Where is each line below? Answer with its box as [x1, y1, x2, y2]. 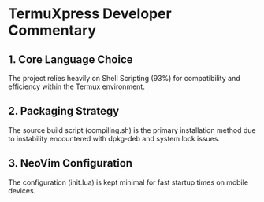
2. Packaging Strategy [8, 105, 120, 118]
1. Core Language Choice [8, 53, 133, 66]
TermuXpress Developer [8, 5, 172, 23]
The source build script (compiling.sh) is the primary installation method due [8, 125, 256, 134]
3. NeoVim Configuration [8, 156, 132, 170]
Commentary [8, 21, 97, 39]
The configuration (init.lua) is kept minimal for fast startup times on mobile [8, 178, 249, 187]
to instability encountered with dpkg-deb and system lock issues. [8, 134, 221, 143]
